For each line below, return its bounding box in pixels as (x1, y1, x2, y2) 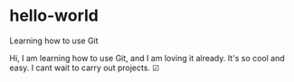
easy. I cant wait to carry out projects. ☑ (9, 62, 160, 73)
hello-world (9, 5, 100, 26)
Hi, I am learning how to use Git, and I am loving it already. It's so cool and (9, 52, 285, 63)
